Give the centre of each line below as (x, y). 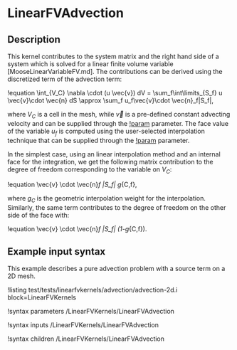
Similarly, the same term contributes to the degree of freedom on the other (117, 208)
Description (34, 39)
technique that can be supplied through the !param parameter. (99, 140)
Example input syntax (57, 251)
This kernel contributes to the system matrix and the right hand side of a (113, 56)
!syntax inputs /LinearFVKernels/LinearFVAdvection (83, 325)
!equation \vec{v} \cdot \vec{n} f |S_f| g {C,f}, (72, 185)
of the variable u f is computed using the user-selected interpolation (106, 132)
